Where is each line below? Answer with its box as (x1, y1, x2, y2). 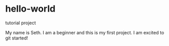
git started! (5, 35, 29, 41)
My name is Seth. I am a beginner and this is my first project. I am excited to (5, 29, 164, 35)
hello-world (5, 3, 56, 15)
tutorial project (5, 20, 36, 26)
